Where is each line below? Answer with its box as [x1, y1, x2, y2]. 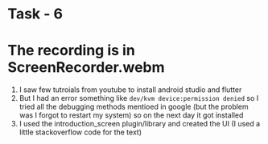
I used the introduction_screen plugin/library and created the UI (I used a [19, 119, 261, 129]
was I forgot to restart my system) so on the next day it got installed [19, 110, 244, 120]
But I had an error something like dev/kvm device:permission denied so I [19, 94, 259, 103]
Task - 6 [7, 5, 64, 23]
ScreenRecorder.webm [7, 58, 166, 77]
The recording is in [7, 42, 136, 60]
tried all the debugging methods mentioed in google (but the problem [19, 102, 249, 112]
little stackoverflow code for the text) [19, 127, 142, 137]
